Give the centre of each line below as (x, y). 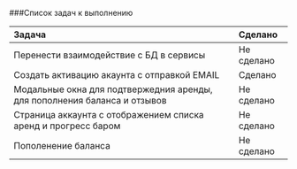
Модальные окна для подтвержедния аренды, (114, 89)
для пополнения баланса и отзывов (90, 100)
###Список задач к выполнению (71, 13)
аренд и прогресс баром (67, 126)
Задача (30, 35)
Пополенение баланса (62, 146)
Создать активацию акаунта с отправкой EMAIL (117, 75)
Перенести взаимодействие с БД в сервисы (110, 55)
